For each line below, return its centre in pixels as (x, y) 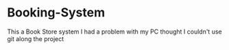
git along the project (36, 38)
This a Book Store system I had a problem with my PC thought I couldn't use (114, 32)
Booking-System (56, 13)
